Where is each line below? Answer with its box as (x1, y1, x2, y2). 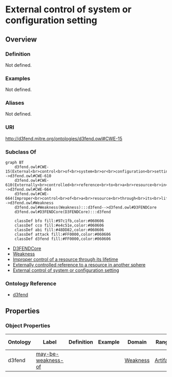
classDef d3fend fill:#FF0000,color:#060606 (14, 236, 111, 242)
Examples (5, 74, 31, 82)
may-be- (35, 350, 59, 357)
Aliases (5, 99, 25, 106)
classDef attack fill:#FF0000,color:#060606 (14, 232, 111, 237)
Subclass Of (5, 148, 37, 155)
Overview (5, 35, 37, 44)
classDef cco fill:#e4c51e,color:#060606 (14, 223, 104, 228)
